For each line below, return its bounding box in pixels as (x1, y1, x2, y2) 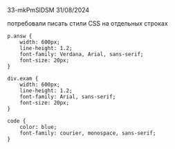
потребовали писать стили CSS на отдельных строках (7, 19, 168, 27)
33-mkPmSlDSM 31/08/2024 (7, 6, 90, 14)
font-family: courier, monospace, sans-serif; (19, 130, 156, 137)
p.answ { (7, 33, 33, 40)
